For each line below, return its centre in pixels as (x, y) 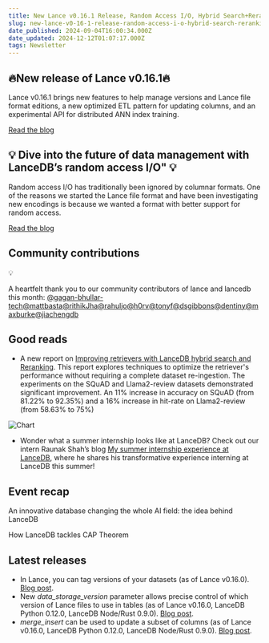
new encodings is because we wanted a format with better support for (124, 204)
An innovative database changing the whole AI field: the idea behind (121, 511)
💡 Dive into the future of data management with (129, 155)
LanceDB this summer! (57, 467)
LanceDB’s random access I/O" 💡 (93, 168)
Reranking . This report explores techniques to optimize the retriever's (134, 367)
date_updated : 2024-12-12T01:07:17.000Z (77, 38)
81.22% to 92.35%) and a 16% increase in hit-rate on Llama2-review (132, 401)
